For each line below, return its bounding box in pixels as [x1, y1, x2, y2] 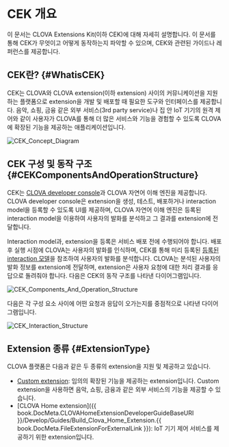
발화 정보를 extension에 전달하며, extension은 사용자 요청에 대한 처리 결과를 [7, 263, 211, 271]
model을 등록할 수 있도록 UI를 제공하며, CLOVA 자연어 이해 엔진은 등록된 [7, 205, 202, 214]
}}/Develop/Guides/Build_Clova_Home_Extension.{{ [16, 416, 162, 424]
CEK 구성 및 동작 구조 [7, 158, 92, 170]
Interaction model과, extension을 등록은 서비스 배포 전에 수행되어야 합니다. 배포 [7, 237, 222, 245]
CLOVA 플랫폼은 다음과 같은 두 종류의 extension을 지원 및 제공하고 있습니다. [7, 362, 211, 370]
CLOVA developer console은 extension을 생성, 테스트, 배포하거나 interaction [7, 196, 217, 205]
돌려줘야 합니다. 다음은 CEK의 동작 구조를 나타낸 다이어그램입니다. [25, 271, 202, 279]
